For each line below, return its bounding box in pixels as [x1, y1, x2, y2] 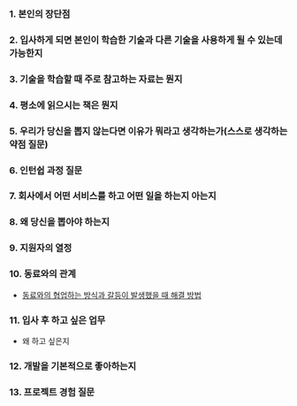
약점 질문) [9, 138, 49, 150]
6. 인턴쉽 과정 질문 [9, 164, 83, 176]
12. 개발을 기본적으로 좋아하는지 [9, 360, 137, 372]
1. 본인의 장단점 [9, 7, 71, 19]
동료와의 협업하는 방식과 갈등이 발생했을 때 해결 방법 [21, 289, 202, 300]
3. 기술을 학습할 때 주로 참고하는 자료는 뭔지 [9, 73, 183, 85]
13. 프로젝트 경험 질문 [9, 386, 95, 398]
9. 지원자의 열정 [9, 241, 72, 254]
